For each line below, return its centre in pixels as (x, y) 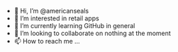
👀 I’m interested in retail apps (56, 18)
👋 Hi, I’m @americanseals (51, 11)
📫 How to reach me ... (47, 41)
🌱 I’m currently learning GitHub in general (74, 26)
